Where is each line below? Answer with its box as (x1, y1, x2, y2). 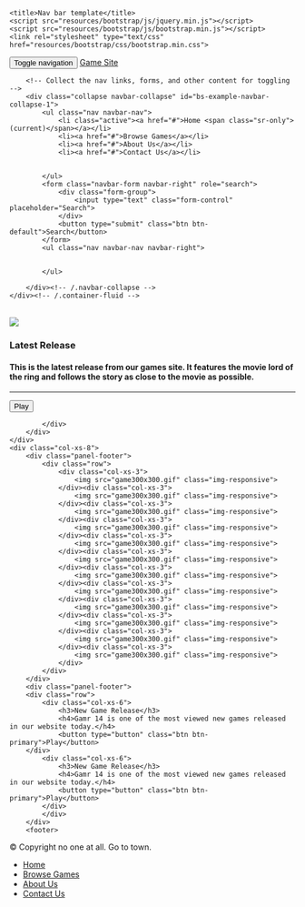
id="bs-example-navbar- (180, 92, 271, 101)
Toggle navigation (14, 58, 74, 67)
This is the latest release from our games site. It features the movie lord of (9, 361, 293, 372)
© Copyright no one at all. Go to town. (9, 841, 152, 852)
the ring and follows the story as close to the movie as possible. (9, 371, 255, 382)
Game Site (79, 57, 119, 67)
